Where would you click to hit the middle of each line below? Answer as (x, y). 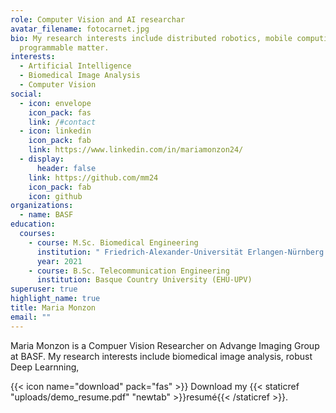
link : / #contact (62, 122)
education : (33, 224)
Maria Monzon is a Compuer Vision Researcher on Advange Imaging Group (165, 345)
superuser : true (44, 289)
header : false (66, 168)
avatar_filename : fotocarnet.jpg (80, 29)
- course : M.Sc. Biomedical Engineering (113, 242)
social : (26, 94)
